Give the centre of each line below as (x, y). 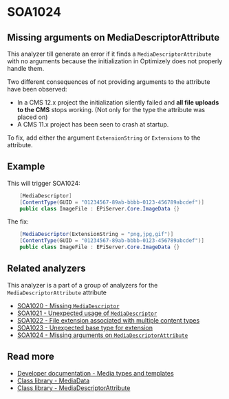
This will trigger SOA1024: (44, 183)
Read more (31, 357)
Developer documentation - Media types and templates (95, 373)
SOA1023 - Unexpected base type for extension (85, 327)
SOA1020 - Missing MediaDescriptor (68, 305)
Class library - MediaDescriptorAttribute (74, 388)
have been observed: (37, 89)
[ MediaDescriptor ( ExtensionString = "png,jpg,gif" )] (97, 235)
